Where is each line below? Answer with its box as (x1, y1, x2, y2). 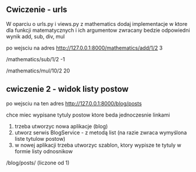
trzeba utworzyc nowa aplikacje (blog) (14, 123, 108, 130)
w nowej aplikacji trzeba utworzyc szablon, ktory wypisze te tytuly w (14, 141, 181, 148)
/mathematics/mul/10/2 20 (6, 67, 71, 74)
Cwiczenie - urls (6, 5, 68, 15)
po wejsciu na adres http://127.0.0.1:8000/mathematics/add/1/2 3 (6, 44, 163, 51)
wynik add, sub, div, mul (6, 32, 65, 40)
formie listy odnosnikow (14, 147, 73, 155)
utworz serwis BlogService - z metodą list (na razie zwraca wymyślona (14, 129, 187, 136)
